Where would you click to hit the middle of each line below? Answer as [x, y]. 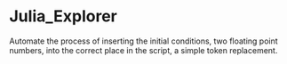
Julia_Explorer [63, 16]
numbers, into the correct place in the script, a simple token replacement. [143, 50]
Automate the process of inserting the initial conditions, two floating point [143, 41]
